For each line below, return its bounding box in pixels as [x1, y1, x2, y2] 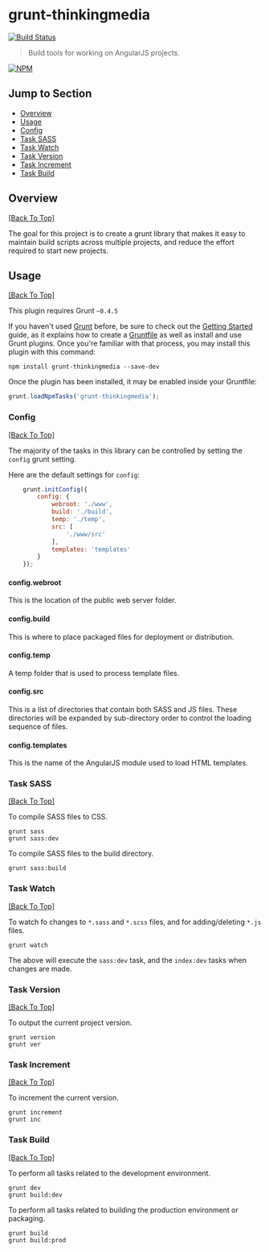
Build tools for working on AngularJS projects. [27, 48, 181, 57]
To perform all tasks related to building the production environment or [8, 1204, 239, 1214]
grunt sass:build [8, 864, 67, 873]
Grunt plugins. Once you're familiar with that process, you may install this [8, 338, 251, 348]
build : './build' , [51, 508, 113, 516]
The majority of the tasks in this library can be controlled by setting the [8, 446, 243, 455]
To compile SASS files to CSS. [8, 812, 108, 822]
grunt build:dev [8, 1191, 63, 1199]
